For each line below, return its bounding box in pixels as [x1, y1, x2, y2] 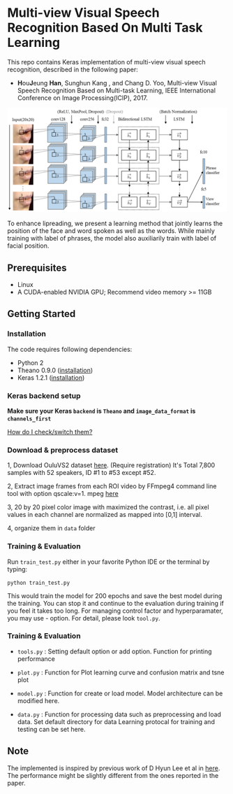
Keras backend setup [7, 390, 82, 400]
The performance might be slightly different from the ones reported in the [7, 771, 219, 779]
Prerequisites [7, 262, 67, 274]
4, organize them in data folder [7, 524, 96, 532]
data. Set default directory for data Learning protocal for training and [17, 717, 215, 725]
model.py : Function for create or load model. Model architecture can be [17, 689, 223, 697]
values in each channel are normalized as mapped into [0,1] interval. [7, 511, 202, 519]
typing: [7, 565, 28, 573]
